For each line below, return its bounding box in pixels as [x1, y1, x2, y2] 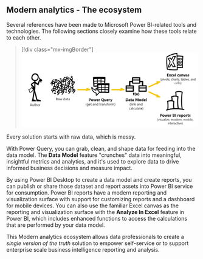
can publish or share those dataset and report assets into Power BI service [6, 182, 193, 190]
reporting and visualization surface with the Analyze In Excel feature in [6, 208, 184, 215]
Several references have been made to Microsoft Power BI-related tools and [6, 21, 197, 28]
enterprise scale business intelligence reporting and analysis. [6, 246, 160, 253]
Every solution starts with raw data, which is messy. [6, 133, 136, 140]
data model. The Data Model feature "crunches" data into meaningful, [6, 151, 182, 159]
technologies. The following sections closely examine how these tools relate [6, 27, 197, 35]
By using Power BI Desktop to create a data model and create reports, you [6, 176, 192, 183]
